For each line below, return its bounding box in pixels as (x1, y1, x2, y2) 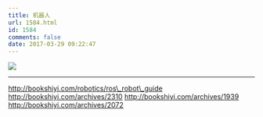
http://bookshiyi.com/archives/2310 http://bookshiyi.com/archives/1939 (8, 92, 240, 101)
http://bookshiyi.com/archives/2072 (8, 101, 124, 110)
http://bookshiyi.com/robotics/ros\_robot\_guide (8, 83, 163, 94)
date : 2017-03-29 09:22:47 (8, 41, 96, 48)
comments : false (8, 33, 61, 41)
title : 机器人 (8, 11, 51, 19)
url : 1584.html (8, 19, 58, 27)
